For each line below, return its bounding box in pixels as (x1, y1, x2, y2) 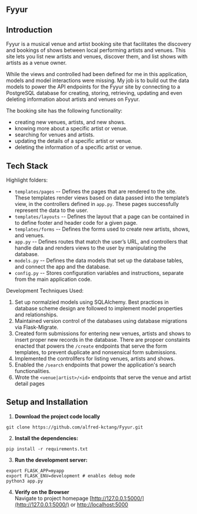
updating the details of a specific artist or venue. (14, 137, 132, 145)
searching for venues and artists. (14, 131, 95, 138)
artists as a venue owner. (6, 59, 67, 67)
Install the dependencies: (14, 434, 78, 441)
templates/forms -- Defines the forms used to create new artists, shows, (14, 225, 190, 233)
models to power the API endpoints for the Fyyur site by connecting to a (6, 83, 181, 90)
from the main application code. (14, 276, 92, 283)
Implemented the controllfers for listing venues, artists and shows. (14, 355, 175, 362)
